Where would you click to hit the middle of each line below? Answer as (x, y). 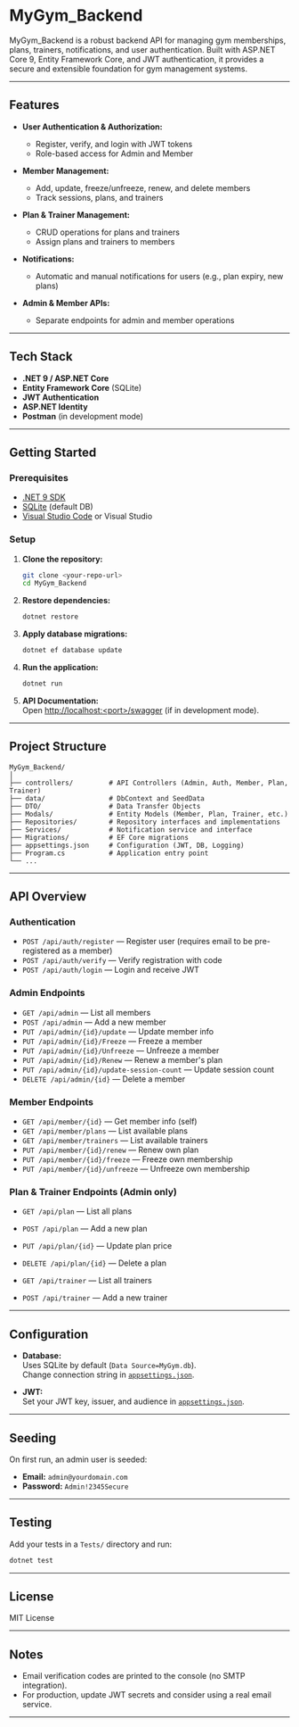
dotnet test (31, 1560)
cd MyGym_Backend (54, 584)
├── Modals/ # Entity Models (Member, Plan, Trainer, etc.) (149, 814)
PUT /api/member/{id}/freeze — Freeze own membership (127, 1159)
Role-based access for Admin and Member (114, 154)
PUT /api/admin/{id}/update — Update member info (118, 1031)
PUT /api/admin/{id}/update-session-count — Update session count (148, 1069)
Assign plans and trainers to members (105, 241)
